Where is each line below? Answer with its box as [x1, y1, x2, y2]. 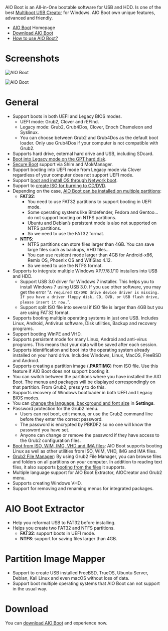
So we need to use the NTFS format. [27, 262, 103, 268]
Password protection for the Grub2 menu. [12, 405, 99, 411]
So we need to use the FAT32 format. [27, 230, 104, 236]
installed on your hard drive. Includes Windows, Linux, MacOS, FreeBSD [12, 352, 161, 358]
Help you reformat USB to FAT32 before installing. [12, 519, 116, 526]
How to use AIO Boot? [12, 35, 59, 41]
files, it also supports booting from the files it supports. [12, 464, 126, 470]
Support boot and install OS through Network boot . [12, 177, 118, 183]
